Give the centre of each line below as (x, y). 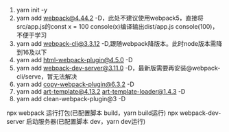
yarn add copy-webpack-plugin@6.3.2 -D (75, 84)
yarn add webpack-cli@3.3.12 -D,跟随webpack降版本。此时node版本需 (116, 43)
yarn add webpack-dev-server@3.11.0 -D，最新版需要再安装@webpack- (118, 68)
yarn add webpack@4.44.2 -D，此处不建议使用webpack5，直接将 (110, 18)
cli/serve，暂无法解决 (47, 77)
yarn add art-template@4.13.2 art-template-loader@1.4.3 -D (101, 91)
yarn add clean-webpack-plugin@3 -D (71, 99)
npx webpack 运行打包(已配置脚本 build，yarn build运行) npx (93, 113)
